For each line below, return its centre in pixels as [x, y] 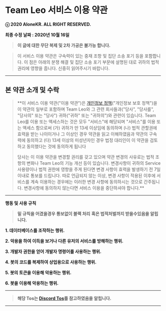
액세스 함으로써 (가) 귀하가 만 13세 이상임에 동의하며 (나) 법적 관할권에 [90, 127]
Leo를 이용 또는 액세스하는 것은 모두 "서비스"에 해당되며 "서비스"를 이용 [86, 122]
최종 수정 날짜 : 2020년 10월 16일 [37, 35]
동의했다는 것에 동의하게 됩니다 [56, 146]
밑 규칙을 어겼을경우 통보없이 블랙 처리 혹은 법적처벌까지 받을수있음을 [83, 213]
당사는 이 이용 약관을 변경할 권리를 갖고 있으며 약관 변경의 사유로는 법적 [86, 157]
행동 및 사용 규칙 [21, 203]
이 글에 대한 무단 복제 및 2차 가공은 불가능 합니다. [64, 45]
